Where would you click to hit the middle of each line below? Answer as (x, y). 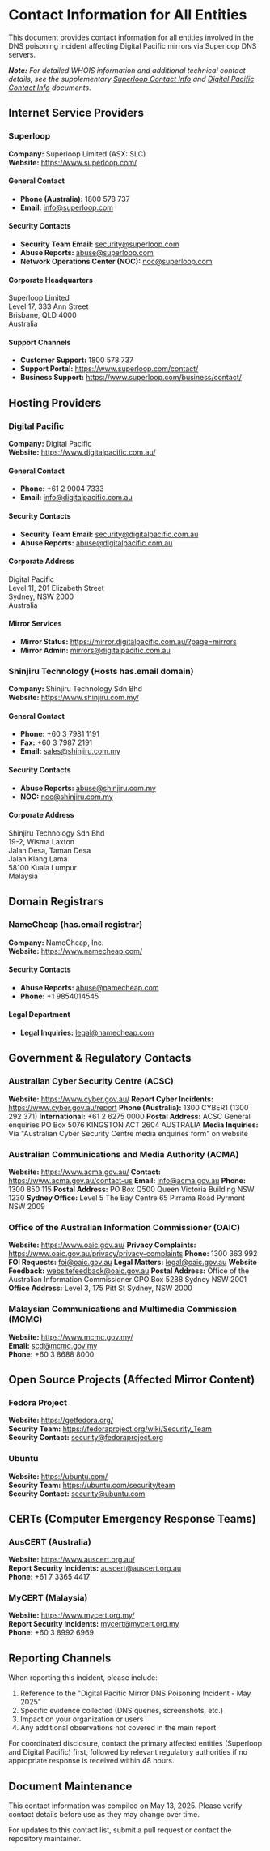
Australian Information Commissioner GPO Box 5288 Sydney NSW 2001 (128, 1280)
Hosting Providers (55, 403)
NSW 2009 (27, 1206)
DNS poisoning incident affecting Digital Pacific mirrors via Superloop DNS (133, 45)
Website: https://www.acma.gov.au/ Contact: (85, 1172)
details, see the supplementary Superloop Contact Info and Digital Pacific (131, 79)
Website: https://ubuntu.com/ (58, 1476)
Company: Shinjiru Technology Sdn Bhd (76, 689)
